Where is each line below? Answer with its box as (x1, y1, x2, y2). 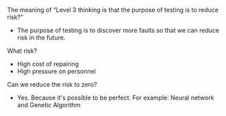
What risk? (7, 47, 38, 55)
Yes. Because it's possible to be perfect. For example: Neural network (16, 93, 214, 102)
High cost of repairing (16, 60, 79, 68)
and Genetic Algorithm (16, 101, 81, 108)
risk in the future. (16, 33, 66, 42)
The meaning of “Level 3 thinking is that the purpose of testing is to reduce (7, 6, 219, 14)
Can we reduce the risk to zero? (7, 81, 97, 88)
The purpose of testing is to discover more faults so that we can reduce (16, 27, 220, 34)
